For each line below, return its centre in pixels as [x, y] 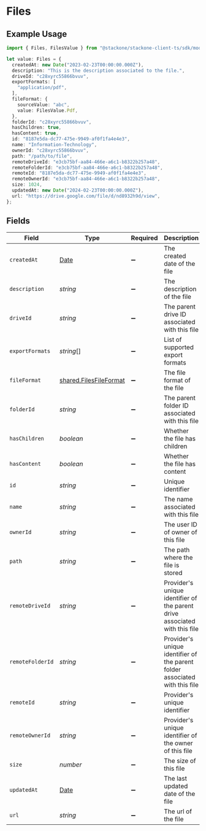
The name [178, 500]
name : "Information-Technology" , [55, 145]
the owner [178, 743]
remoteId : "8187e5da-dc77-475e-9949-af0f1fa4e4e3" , [79, 173]
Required [144, 238]
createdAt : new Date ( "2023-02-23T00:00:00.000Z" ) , [78, 65]
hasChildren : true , [37, 128]
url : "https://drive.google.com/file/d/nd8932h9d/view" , [86, 196]
